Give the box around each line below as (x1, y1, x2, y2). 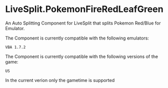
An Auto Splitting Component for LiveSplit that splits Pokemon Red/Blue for (5, 20, 161, 26)
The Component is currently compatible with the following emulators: (5, 35, 149, 41)
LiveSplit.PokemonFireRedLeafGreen (5, 3, 164, 15)
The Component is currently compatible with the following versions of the (5, 53, 158, 59)
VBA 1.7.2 (5, 44, 26, 49)
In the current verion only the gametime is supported (5, 77, 115, 83)
